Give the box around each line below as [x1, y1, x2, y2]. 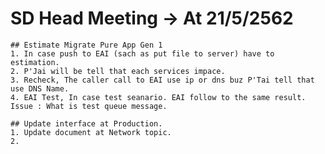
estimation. [10, 57, 60, 67]
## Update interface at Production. [10, 118, 163, 129]
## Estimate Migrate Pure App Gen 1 [10, 40, 163, 50]
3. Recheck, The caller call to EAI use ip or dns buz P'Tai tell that [10, 75, 315, 85]
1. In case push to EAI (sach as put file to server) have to [10, 48, 275, 59]
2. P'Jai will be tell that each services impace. [10, 66, 226, 76]
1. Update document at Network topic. [10, 127, 172, 137]
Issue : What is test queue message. [10, 101, 168, 111]
